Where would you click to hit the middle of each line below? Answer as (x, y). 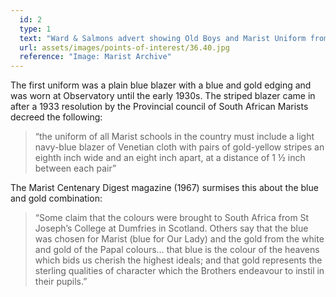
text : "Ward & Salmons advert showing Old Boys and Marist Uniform (163, 38)
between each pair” (75, 168)
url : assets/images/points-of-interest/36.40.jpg (124, 47)
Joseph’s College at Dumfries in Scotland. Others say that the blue (171, 228)
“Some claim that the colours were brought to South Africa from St (172, 218)
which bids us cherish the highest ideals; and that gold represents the (178, 260)
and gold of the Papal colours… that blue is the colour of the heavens (177, 250)
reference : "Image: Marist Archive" (95, 57)
